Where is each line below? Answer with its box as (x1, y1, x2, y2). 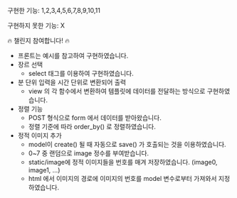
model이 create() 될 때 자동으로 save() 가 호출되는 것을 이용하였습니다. (28, 141, 226, 148)
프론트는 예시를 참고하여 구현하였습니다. (17, 52, 129, 60)
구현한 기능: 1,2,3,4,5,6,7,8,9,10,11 (7, 6, 101, 14)
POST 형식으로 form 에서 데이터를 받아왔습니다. (28, 114, 162, 122)
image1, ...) (28, 166, 60, 174)
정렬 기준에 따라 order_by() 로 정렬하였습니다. (28, 123, 157, 131)
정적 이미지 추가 (17, 131, 62, 140)
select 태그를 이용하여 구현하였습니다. (28, 70, 134, 77)
